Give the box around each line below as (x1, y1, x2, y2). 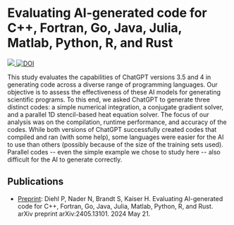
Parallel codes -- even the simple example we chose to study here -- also (7, 147, 221, 156)
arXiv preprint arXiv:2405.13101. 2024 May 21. (17, 209, 151, 218)
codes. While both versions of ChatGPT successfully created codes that (7, 125, 217, 133)
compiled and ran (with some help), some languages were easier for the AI (7, 133, 224, 141)
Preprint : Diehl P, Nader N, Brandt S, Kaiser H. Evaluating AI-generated (17, 194, 223, 202)
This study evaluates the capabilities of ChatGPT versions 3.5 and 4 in (7, 73, 211, 81)
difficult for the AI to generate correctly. (7, 155, 123, 164)
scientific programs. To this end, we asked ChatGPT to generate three (7, 95, 210, 104)
